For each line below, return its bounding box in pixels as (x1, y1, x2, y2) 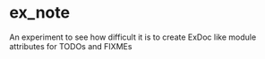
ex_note (9, 3, 70, 23)
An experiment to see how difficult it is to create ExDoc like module (9, 32, 257, 42)
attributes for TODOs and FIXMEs (9, 41, 132, 51)
